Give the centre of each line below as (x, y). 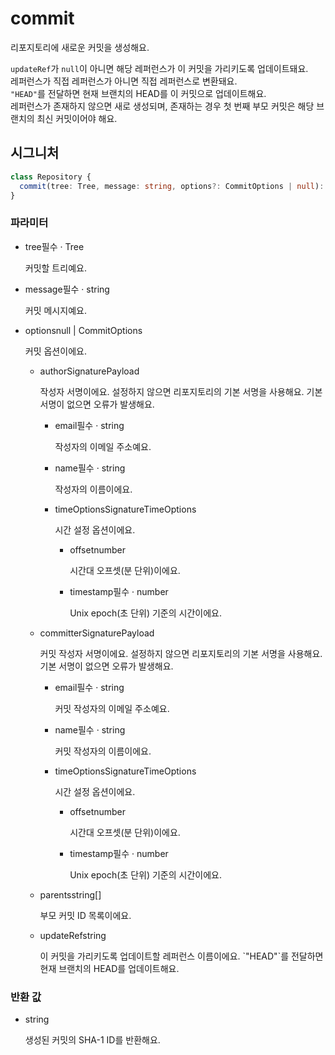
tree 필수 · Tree (54, 246)
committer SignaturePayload (97, 633)
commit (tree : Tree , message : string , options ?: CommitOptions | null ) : (172, 186)
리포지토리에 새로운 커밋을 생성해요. (80, 47)
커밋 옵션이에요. (55, 351)
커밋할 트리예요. (55, 268)
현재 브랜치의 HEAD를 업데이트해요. (109, 968)
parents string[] (70, 894)
